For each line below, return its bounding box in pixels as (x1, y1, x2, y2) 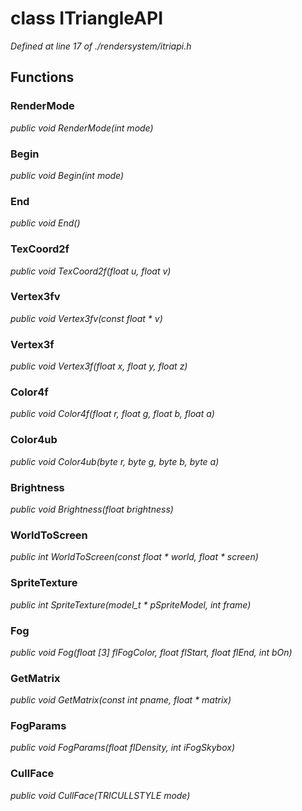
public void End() (10, 217, 81, 229)
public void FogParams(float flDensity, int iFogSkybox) (10, 742, 235, 754)
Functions (10, 69, 75, 86)
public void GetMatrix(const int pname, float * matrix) (10, 694, 232, 706)
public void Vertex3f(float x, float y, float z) (10, 360, 188, 372)
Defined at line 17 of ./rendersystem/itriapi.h (10, 40, 192, 52)
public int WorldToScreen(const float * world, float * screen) (10, 551, 259, 563)
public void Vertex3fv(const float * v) (10, 312, 163, 324)
